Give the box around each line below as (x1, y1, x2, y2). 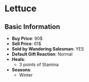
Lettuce (4, 3, 37, 14)
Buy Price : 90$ (11, 35, 43, 41)
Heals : (11, 56, 26, 62)
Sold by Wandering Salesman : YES (11, 46, 84, 52)
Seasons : (11, 67, 31, 73)
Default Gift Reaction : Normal (11, 51, 73, 57)
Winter (19, 72, 33, 78)
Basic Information (4, 23, 60, 31)
